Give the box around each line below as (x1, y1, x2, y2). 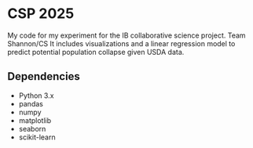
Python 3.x (18, 91, 54, 100)
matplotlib (18, 115, 52, 125)
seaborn (18, 124, 46, 133)
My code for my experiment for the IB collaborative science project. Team (7, 31, 246, 40)
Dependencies (7, 70, 80, 83)
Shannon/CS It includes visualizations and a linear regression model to (7, 38, 236, 48)
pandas (18, 99, 44, 108)
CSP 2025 (7, 5, 75, 23)
